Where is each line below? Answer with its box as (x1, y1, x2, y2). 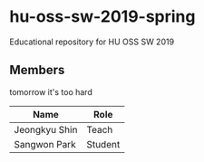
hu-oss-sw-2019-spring (9, 6, 196, 27)
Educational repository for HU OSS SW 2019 (9, 36, 175, 47)
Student (85, 138, 121, 150)
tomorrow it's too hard (9, 86, 92, 97)
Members (9, 62, 65, 78)
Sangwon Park (14, 138, 76, 150)
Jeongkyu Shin (14, 123, 78, 136)
